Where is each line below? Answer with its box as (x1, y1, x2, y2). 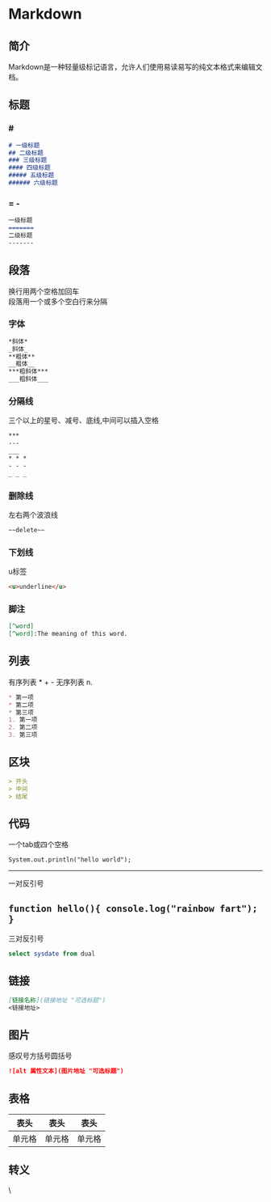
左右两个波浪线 (8, 510, 58, 519)
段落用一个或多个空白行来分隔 (8, 296, 107, 306)
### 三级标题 (8, 156, 48, 164)
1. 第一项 (8, 716, 38, 724)
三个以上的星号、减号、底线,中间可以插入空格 (8, 416, 160, 425)
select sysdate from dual (8, 950, 95, 959)
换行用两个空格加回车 (8, 286, 79, 296)
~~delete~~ (8, 526, 45, 534)
